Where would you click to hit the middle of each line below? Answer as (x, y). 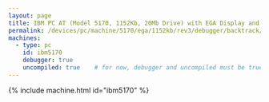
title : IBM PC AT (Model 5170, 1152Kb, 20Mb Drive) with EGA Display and (134, 23)
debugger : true (48, 61)
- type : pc (34, 45)
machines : (25, 38)
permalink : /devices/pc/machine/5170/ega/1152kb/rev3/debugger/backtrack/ (136, 30)
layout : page (30, 16)
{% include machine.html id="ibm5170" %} (79, 90)
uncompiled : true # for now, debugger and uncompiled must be (134, 68)
